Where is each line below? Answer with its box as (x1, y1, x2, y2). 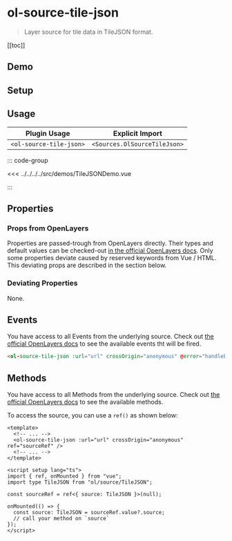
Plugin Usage (25, 128, 70, 138)
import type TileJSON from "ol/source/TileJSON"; (7, 479, 153, 486)
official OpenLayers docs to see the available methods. (7, 398, 164, 406)
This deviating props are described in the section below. (7, 261, 167, 270)
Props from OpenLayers (7, 223, 89, 233)
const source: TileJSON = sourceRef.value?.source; (13, 509, 166, 516)
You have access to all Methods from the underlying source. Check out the (7, 391, 220, 399)
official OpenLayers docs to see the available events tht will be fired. (7, 340, 202, 348)
